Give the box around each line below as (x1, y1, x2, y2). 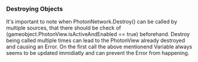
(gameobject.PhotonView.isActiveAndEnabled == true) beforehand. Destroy (6, 31, 190, 38)
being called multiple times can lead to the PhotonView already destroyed (6, 37, 185, 44)
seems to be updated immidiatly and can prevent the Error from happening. (6, 50, 190, 57)
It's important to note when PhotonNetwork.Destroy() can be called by (6, 18, 177, 25)
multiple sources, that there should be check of (6, 24, 121, 31)
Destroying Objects (6, 5, 63, 13)
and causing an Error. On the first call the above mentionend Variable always (6, 43, 193, 50)
